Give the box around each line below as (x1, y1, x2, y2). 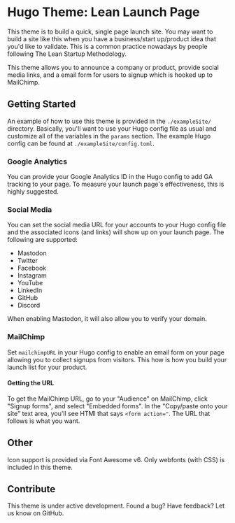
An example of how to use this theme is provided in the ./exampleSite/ (7, 117, 212, 125)
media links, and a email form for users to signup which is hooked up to (7, 71, 213, 79)
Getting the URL (7, 379, 55, 387)
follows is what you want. (7, 417, 80, 425)
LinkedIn (17, 286, 43, 294)
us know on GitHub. (7, 509, 64, 517)
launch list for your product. (7, 363, 87, 371)
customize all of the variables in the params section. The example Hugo (7, 131, 211, 140)
